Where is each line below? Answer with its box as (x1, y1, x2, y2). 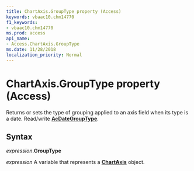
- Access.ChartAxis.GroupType (6, 41, 80, 47)
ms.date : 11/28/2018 (6, 47, 57, 53)
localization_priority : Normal (6, 52, 82, 58)
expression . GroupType (6, 147, 61, 155)
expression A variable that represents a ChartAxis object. (6, 159, 145, 166)
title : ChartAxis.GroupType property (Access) (6, 8, 122, 15)
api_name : (6, 36, 30, 41)
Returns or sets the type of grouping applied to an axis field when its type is (6, 109, 189, 116)
